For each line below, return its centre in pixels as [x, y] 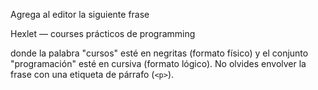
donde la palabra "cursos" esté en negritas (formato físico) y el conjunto [159, 53]
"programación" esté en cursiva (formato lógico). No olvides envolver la [158, 63]
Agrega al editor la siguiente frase [80, 14]
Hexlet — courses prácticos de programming [103, 33]
